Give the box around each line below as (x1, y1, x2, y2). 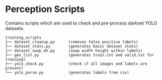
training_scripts (5, 35, 42, 40)
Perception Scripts (5, 3, 85, 15)
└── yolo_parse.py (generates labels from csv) (5, 70, 129, 75)
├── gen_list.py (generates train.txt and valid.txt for (5, 52, 154, 57)
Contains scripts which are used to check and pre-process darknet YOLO (5, 20, 157, 26)
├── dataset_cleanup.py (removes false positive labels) (5, 39, 138, 44)
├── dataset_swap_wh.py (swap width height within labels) (5, 48, 143, 53)
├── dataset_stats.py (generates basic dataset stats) (5, 43, 138, 48)
